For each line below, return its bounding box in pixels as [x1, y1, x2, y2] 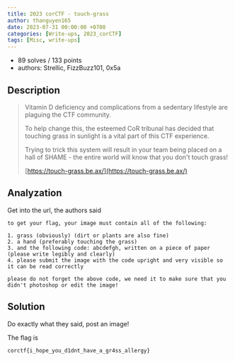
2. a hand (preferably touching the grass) [7, 238, 138, 245]
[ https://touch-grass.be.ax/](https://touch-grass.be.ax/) [24, 166, 188, 175]
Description [7, 84, 60, 96]
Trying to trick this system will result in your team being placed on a [24, 145, 222, 154]
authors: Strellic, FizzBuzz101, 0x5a [17, 64, 121, 72]
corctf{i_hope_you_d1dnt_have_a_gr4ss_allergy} [7, 347, 151, 354]
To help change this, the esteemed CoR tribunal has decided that [24, 124, 214, 132]
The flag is [7, 333, 39, 342]
